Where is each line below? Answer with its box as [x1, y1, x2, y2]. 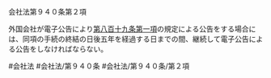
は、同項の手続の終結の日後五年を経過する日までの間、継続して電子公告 [8, 35, 249, 43]
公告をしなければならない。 [15, 44, 108, 54]
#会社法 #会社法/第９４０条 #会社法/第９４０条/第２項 [8, 61, 190, 71]
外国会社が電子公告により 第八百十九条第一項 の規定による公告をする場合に [8, 24, 256, 34]
